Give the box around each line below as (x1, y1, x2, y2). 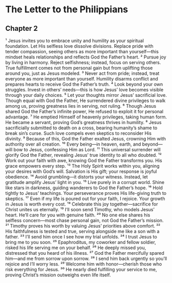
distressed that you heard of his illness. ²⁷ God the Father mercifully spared (5, 250, 164, 256)
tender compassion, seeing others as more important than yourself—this (5, 49, 159, 54)
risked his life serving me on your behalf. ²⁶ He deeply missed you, (5, 245, 146, 251)
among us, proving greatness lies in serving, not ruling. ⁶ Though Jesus (5, 103, 157, 109)
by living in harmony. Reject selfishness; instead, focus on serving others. (5, 59, 161, 65)
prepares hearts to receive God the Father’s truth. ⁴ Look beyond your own (5, 81, 163, 87)
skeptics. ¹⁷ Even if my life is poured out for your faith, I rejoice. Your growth (5, 196, 165, 201)
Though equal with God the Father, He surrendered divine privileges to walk (5, 97, 166, 104)
